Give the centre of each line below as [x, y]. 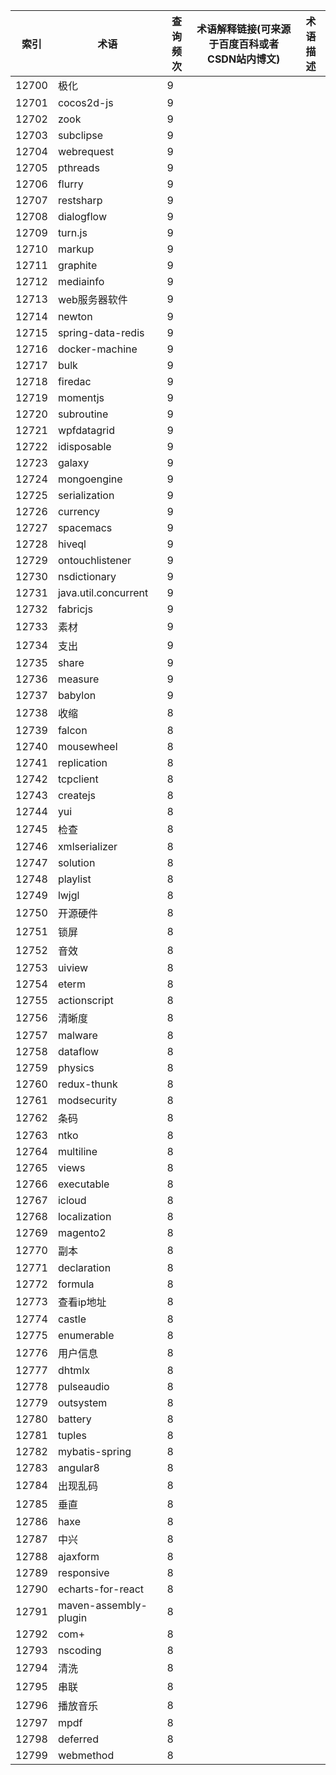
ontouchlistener [94, 560]
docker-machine [97, 349]
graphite [77, 265]
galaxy [73, 462]
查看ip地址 [82, 1302]
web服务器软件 [92, 299]
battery [74, 1419]
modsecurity [87, 1100]
